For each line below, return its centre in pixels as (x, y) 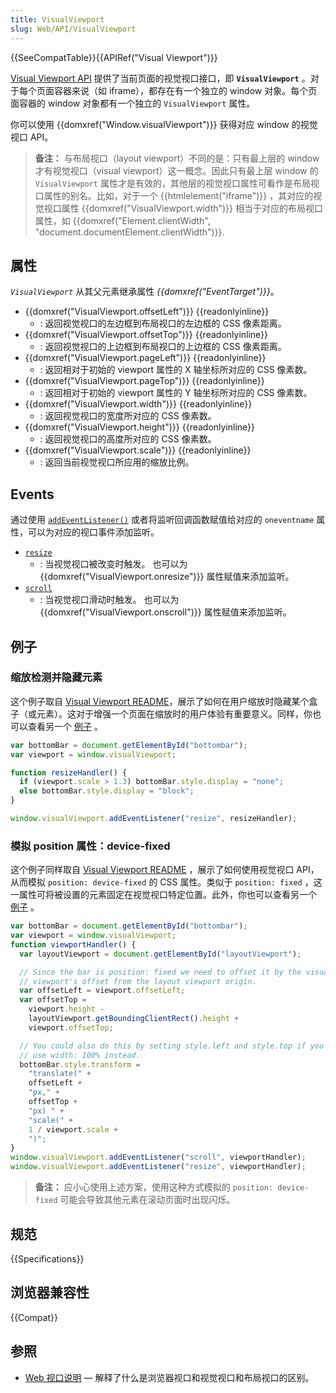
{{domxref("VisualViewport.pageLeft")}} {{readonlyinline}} (145, 358)
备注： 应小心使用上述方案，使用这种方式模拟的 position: (154, 1187)
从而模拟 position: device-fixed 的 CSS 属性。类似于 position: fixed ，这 (166, 882)
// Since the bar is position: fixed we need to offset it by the (160, 972)
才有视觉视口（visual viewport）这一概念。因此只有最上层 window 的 (176, 170)
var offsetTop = (53, 1000)
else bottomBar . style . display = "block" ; (107, 791)
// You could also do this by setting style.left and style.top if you (172, 1046)
